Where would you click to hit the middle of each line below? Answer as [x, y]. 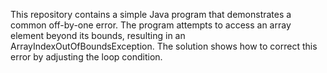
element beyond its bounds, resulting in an [98, 35]
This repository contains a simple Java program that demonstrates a [151, 14]
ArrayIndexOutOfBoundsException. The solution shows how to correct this [164, 46]
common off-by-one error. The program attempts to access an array [151, 25]
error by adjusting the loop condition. [86, 57]
